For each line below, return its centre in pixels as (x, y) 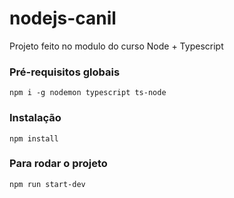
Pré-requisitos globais (65, 72)
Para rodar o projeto (58, 164)
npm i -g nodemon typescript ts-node (88, 93)
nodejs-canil (63, 18)
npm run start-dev (47, 184)
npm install (34, 138)
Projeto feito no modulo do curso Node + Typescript (116, 46)
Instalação (35, 118)
